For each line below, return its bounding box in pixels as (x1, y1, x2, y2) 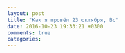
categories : (7, 36, 41, 43)
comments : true (7, 29, 51, 36)
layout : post (7, 10, 45, 17)
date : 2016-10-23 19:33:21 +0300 (7, 23, 104, 30)
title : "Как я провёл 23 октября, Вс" (7, 17, 119, 23)
